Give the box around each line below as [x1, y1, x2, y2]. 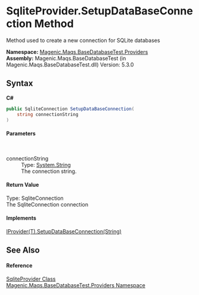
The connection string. [21, 168, 77, 175]
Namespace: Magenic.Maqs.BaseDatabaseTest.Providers [6, 48, 148, 55]
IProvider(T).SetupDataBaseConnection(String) [6, 227, 122, 235]
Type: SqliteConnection [6, 194, 64, 202]
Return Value [6, 181, 39, 188]
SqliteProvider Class [6, 275, 56, 282]
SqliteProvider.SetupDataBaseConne [6, 4, 194, 18]
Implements [6, 214, 37, 222]
